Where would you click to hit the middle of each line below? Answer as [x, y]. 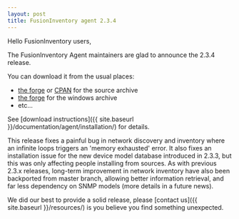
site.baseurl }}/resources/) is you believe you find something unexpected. [116, 207]
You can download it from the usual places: [71, 76]
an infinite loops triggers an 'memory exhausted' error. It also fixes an [110, 148]
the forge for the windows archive [67, 98]
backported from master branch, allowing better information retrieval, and [116, 178]
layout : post [27, 14]
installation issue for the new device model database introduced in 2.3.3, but [119, 156]
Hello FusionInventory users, [49, 41]
